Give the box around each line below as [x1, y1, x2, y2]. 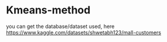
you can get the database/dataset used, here [6, 23, 115, 30]
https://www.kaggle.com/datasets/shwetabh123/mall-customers [6, 29, 161, 36]
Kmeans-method [6, 3, 91, 17]
